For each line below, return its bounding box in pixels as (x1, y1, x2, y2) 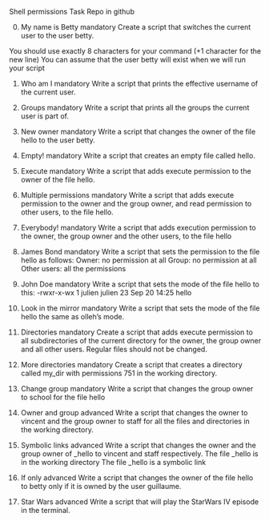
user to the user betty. (20, 31, 94, 40)
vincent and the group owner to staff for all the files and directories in (20, 416, 251, 426)
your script (9, 63, 45, 73)
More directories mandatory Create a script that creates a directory (20, 360, 243, 369)
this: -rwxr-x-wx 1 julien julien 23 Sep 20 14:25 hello (20, 288, 192, 297)
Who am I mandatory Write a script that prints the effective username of (20, 79, 259, 88)
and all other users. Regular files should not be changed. (20, 344, 207, 354)
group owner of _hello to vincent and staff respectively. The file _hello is (20, 449, 259, 459)
